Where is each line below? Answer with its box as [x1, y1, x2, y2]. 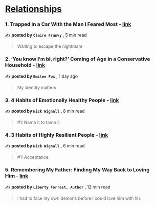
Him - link [5, 172, 28, 179]
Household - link [5, 62, 45, 69]
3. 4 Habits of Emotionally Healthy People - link [5, 97, 119, 103]
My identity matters [17, 84, 57, 90]
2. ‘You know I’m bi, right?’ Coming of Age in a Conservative [5, 56, 151, 62]
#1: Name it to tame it [17, 120, 60, 125]
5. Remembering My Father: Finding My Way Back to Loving [5, 166, 150, 173]
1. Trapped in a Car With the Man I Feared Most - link [5, 21, 132, 28]
